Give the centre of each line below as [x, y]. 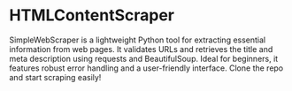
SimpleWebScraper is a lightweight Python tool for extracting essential [138, 40]
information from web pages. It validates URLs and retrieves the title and [141, 49]
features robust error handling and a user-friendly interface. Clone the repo [146, 68]
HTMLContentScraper [92, 15]
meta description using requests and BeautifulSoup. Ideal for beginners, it [144, 58]
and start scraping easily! [55, 77]
